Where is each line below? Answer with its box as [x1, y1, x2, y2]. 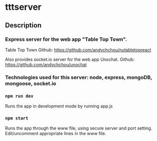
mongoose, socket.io [5, 80, 56, 87]
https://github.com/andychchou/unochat [5, 61, 87, 67]
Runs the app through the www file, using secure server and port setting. [5, 125, 153, 131]
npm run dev [5, 93, 34, 99]
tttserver [5, 1, 42, 13]
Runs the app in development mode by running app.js [5, 103, 113, 109]
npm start [5, 115, 28, 121]
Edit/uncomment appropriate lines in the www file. [5, 131, 107, 137]
